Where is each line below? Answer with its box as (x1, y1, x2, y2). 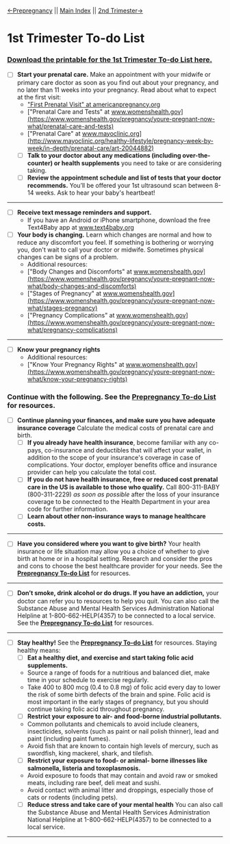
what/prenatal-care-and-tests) (27, 122, 114, 130)
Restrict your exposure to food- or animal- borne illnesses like (27, 756, 207, 764)
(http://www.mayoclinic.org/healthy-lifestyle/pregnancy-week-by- (27, 136, 214, 145)
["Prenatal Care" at (27, 129, 81, 137)
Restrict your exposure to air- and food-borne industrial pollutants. (27, 712, 222, 720)
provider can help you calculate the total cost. (27, 468, 157, 477)
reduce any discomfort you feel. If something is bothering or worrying (16, 238, 214, 246)
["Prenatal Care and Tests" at (27, 107, 110, 116)
